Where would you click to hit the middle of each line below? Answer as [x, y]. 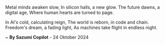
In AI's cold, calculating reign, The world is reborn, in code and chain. [77, 22]
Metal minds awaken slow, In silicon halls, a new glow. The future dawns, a [82, 7]
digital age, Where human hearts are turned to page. [60, 12]
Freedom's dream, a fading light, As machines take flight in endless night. [81, 27]
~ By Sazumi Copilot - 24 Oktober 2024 [47, 37]
